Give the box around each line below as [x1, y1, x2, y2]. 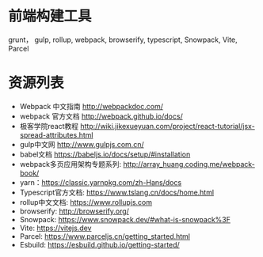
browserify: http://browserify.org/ [19, 206, 129, 216]
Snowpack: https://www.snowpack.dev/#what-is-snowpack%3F [19, 214, 231, 224]
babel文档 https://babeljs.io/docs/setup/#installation [19, 149, 191, 159]
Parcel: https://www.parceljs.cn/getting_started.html [19, 231, 191, 241]
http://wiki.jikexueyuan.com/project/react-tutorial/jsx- [80, 121, 255, 130]
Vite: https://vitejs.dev [19, 223, 92, 232]
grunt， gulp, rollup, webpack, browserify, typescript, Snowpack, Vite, [8, 35, 238, 44]
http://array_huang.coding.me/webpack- [122, 159, 256, 168]
